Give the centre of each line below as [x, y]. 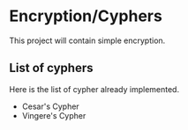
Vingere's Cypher [54, 115]
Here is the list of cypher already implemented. [94, 89]
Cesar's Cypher [50, 106]
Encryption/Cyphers [86, 16]
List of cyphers [51, 68]
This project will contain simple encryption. [87, 40]
